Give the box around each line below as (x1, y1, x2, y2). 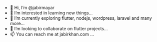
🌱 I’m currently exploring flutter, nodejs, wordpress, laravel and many (9, 15, 152, 21)
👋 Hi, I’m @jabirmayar (9, 5, 55, 10)
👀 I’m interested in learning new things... (9, 10, 93, 16)
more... (9, 20, 25, 26)
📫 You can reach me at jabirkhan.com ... (9, 31, 94, 37)
